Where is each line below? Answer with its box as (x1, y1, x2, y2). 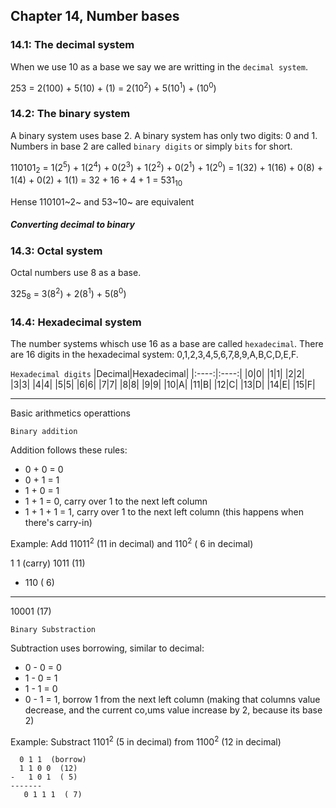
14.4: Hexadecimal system (10, 315, 142, 329)
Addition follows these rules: (10, 444, 128, 456)
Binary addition (10, 426, 78, 436)
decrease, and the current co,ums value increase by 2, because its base (24, 704, 323, 716)
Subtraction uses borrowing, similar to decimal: (10, 642, 205, 654)
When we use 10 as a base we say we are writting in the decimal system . (10, 60, 308, 73)
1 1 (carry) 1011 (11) (10, 557, 86, 569)
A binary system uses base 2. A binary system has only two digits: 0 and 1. (10, 129, 318, 141)
